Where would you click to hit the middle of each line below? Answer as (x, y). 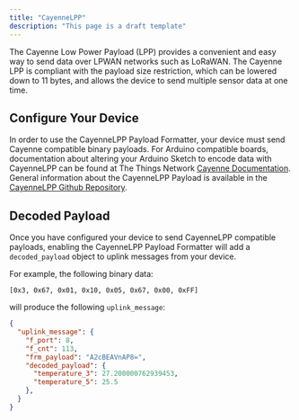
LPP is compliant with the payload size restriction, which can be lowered (143, 71)
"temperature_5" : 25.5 (75, 382)
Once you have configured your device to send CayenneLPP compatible (143, 237)
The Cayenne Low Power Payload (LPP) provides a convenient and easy (143, 51)
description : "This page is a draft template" (98, 26)
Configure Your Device (74, 118)
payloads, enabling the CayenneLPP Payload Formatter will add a (130, 247)
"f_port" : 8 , (50, 340)
